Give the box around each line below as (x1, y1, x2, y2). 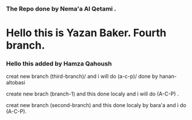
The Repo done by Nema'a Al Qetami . (6, 5, 116, 13)
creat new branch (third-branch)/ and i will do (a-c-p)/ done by (6, 73, 159, 80)
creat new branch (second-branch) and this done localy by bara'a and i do (6, 102, 187, 109)
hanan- (159, 73, 177, 80)
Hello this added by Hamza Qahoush (6, 60, 112, 68)
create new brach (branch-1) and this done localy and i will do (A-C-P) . (6, 90, 179, 98)
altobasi (6, 79, 25, 86)
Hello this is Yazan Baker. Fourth (6, 26, 167, 40)
